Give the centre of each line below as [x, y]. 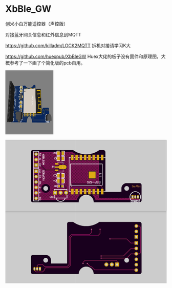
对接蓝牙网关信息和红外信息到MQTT [44, 34]
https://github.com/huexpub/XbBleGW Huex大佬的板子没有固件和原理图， [83, 56]
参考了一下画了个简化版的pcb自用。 [47, 63]
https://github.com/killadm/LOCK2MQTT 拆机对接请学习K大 [68, 45]
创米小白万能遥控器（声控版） [37, 24]
